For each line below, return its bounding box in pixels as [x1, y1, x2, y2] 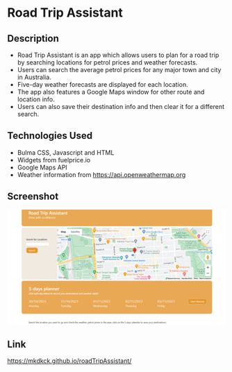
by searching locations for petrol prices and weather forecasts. [17, 58, 198, 67]
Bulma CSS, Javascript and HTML [17, 148, 115, 157]
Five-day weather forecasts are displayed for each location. [17, 81, 189, 88]
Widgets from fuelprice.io [17, 155, 91, 164]
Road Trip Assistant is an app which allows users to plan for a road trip [17, 51, 219, 59]
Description [7, 33, 59, 44]
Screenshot [7, 191, 59, 203]
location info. [17, 95, 56, 103]
